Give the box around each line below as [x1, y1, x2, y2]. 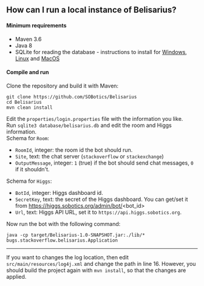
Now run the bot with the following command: [6, 220, 121, 227]
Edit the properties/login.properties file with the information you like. [6, 115, 183, 122]
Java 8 [15, 42, 32, 49]
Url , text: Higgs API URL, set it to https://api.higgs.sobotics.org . [15, 208, 182, 216]
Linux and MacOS [15, 55, 60, 62]
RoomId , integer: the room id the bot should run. [15, 146, 133, 154]
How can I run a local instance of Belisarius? [6, 5, 177, 15]
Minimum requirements [6, 21, 67, 29]
